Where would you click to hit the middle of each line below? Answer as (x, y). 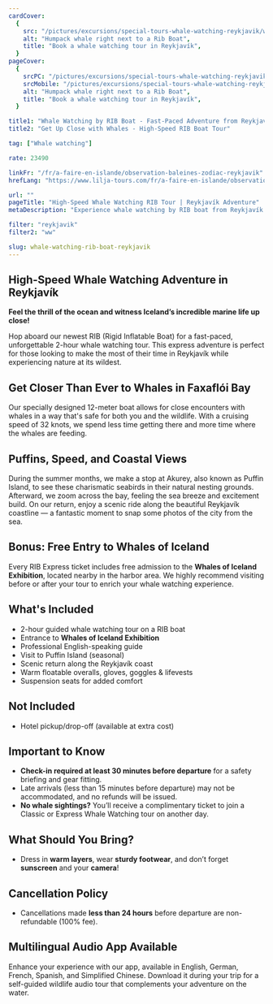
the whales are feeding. (48, 433)
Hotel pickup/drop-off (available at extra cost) (97, 726)
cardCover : (27, 16)
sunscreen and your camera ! (69, 868)
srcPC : (34, 76)
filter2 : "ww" (32, 232)
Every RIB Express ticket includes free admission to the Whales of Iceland (133, 566)
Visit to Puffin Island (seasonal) (72, 655)
